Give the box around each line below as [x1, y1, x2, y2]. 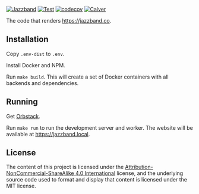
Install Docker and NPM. [6, 61, 65, 68]
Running [6, 97, 39, 107]
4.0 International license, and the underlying [75, 170, 184, 177]
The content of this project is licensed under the [6, 164, 124, 171]
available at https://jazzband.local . [6, 130, 90, 137]
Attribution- [125, 164, 153, 171]
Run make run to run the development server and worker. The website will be [6, 124, 193, 131]
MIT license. [6, 182, 37, 190]
